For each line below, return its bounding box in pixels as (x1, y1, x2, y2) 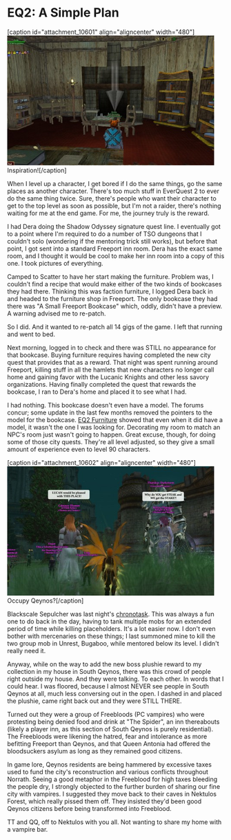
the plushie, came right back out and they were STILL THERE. (7, 697, 182, 705)
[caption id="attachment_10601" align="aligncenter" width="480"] (7, 28, 195, 36)
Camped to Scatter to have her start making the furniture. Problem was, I (7, 272, 214, 281)
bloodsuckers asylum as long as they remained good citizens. (7, 747, 183, 755)
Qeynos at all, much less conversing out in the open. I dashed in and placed (7, 689, 222, 697)
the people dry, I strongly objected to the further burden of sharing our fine (7, 782, 221, 790)
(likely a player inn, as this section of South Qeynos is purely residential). (7, 724, 214, 733)
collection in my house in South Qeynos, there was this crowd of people (7, 667, 212, 675)
